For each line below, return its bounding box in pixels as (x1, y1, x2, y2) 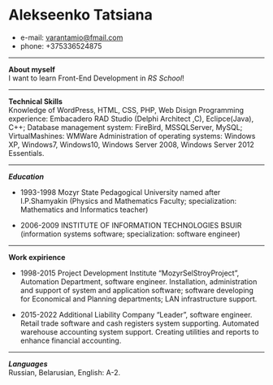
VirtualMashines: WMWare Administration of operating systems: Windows (8, 131, 256, 141)
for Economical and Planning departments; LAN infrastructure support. (19, 294, 258, 304)
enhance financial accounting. (19, 335, 122, 345)
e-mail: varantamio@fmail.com (19, 32, 123, 42)
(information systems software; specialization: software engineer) (19, 229, 241, 239)
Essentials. (8, 148, 45, 158)
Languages (8, 359, 48, 369)
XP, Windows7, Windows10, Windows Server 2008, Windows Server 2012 (8, 140, 254, 149)
